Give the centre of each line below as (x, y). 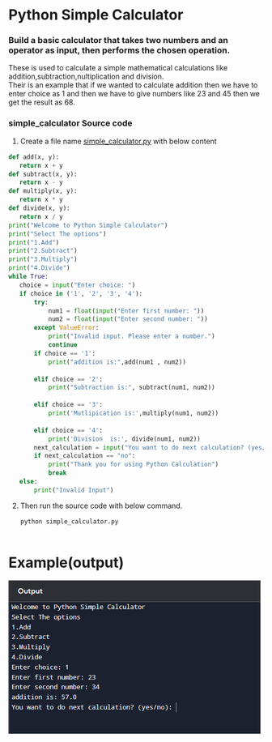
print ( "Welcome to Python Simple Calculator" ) (88, 225)
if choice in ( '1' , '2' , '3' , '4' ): (81, 293)
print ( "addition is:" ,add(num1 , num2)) (117, 362)
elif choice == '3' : (68, 405)
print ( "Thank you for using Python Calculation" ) (134, 465)
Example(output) (66, 563)
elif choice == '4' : (68, 430)
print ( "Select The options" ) (57, 234)
